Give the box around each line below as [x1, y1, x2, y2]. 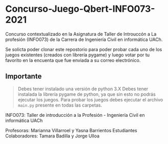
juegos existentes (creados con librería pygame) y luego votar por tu [5, 52, 150, 58]
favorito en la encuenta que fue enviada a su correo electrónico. [5, 57, 141, 63]
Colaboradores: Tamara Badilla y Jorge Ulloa [5, 133, 100, 139]
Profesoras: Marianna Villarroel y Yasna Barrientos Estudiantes [5, 127, 137, 133]
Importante [5, 72, 42, 81]
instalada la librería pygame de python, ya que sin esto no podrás [17, 91, 156, 97]
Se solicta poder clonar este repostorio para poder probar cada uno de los [5, 46, 162, 52]
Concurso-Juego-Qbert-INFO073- [5, 3, 155, 15]
